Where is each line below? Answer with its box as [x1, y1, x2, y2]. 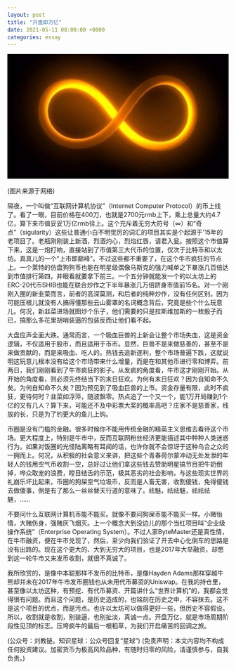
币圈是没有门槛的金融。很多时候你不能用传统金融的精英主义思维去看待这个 [7, 424, 223, 433]
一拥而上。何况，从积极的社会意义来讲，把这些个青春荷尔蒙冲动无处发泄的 [7, 450, 223, 460]
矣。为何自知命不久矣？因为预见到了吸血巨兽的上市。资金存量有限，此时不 [7, 383, 223, 391]
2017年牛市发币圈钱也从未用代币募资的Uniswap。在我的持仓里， [37, 577, 225, 586]
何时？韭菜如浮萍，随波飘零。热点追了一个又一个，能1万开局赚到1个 [31, 392, 228, 401]
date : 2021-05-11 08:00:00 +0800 [7, 26, 105, 33]
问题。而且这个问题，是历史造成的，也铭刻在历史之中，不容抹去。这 [25, 595, 223, 604]
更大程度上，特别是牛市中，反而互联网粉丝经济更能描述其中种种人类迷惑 [19, 433, 229, 442]
